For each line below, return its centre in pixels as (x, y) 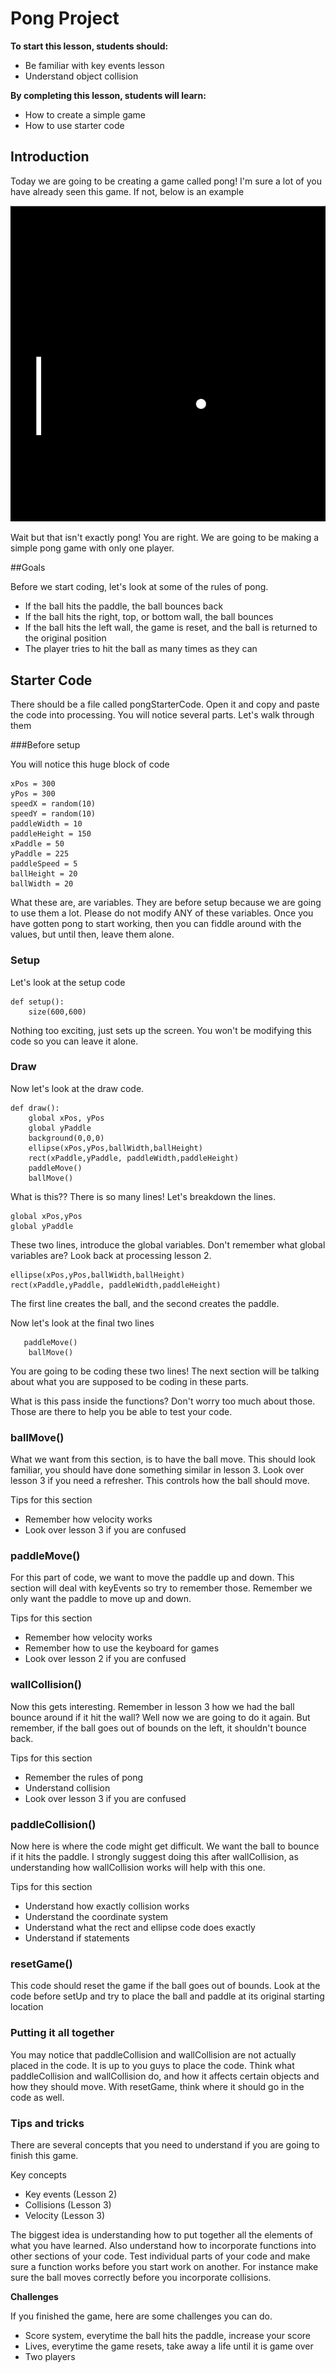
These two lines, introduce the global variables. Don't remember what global (168, 1244)
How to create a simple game (85, 114)
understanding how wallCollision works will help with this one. (138, 1868)
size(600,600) (57, 1012)
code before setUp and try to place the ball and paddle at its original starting (167, 1996)
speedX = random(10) (53, 804)
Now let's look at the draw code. (77, 1088)
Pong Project (65, 18)
